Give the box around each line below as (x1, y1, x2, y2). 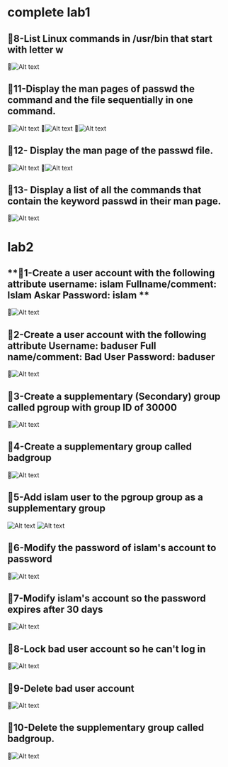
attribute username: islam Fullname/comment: (7, 278, 217, 290)
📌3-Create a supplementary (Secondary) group (7, 390, 221, 402)
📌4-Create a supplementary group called (7, 441, 193, 453)
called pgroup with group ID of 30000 (7, 401, 177, 413)
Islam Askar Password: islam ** (7, 289, 150, 302)
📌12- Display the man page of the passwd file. (7, 145, 214, 157)
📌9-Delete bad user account (7, 682, 135, 695)
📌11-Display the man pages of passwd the (7, 83, 195, 95)
